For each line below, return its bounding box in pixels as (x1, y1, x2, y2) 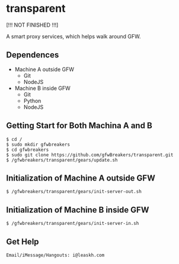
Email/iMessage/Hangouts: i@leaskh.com (6, 252, 105, 258)
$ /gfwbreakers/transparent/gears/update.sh (6, 157, 118, 163)
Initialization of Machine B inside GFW (6, 205, 149, 215)
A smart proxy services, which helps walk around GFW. (6, 33, 141, 40)
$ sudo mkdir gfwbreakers (6, 141, 70, 147)
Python (23, 97, 41, 104)
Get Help (6, 236, 40, 247)
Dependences (6, 50, 59, 60)
